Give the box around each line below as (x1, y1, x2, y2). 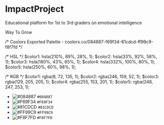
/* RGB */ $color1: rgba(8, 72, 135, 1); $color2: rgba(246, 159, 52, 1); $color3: (5, 73, 159, 79)
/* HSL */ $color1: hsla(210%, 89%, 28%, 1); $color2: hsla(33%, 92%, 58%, (5, 53, 158, 60)
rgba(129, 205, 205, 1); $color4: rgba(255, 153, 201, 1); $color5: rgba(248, (5, 79, 153, 85)
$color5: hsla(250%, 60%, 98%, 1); (5, 64, 76, 70)
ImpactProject (5, 3, 64, 15)
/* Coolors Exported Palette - (5, 38, 64, 45)
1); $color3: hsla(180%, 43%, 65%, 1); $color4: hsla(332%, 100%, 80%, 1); (5, 59, 156, 64)
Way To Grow (5, 29, 32, 35)
